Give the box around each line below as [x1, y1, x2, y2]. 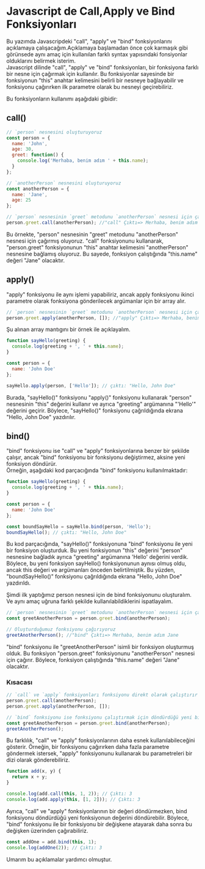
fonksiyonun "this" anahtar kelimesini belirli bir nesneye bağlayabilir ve [6, 77, 184, 84]
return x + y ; [12, 774, 48, 780]
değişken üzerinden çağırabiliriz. [6, 827, 88, 834]
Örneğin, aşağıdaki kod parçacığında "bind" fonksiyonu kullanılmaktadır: [6, 467, 188, 474]
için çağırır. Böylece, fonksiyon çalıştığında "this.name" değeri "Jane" [6, 656, 180, 663]
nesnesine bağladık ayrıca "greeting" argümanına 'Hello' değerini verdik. [6, 553, 189, 561]
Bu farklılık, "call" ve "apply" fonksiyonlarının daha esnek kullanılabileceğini [6, 737, 195, 744]
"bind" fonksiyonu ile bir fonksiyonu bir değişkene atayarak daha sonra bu [6, 820, 192, 828]
